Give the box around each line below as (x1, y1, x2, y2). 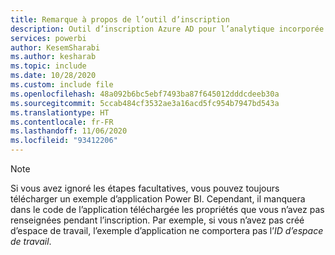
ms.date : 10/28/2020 (10, 71, 97, 81)
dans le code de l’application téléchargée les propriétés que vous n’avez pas (10, 204, 325, 215)
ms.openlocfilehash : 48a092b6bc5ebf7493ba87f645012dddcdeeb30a (10, 89, 280, 99)
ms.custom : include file (10, 80, 114, 90)
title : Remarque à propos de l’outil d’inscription (10, 14, 230, 25)
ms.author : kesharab (10, 52, 97, 62)
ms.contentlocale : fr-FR (10, 117, 114, 127)
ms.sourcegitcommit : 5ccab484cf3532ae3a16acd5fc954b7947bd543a (10, 98, 280, 108)
